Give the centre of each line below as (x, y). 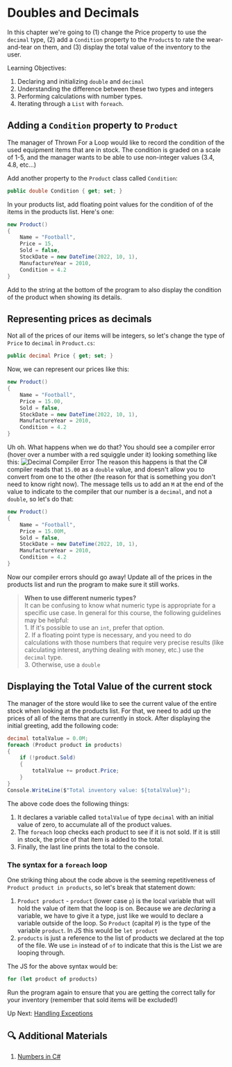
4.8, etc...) (22, 165)
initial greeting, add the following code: (63, 725)
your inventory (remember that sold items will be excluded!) (93, 999)
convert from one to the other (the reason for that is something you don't (111, 477)
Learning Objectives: (37, 68)
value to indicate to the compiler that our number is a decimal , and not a (110, 492)
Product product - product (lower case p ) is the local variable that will (116, 900)
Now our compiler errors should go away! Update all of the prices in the (110, 577)
